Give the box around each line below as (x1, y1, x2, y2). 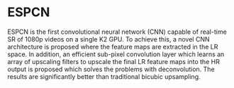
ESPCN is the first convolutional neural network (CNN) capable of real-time (7, 27, 227, 36)
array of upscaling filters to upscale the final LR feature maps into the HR (7, 57, 220, 65)
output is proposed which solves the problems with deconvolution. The (7, 65, 215, 73)
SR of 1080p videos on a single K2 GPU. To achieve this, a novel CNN (7, 34, 210, 43)
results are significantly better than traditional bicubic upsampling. (7, 72, 201, 81)
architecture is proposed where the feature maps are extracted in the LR (7, 42, 218, 51)
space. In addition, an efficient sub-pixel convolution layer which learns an (7, 50, 225, 58)
